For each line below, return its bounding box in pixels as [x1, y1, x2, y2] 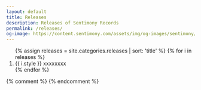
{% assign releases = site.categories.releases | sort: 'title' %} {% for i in [14, 47, 192, 54]
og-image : [6, 31, 31, 37]
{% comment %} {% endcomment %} [6, 78, 99, 85]
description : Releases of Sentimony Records [6, 20, 119, 26]
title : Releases [6, 14, 47, 20]
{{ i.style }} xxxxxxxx [14, 60, 66, 67]
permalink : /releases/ [6, 25, 63, 32]
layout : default [6, 8, 47, 15]
